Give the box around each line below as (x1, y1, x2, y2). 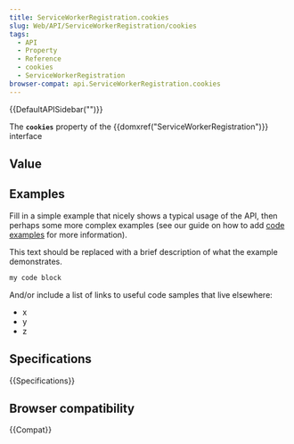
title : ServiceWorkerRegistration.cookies (9, 12, 169, 22)
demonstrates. (9, 256, 62, 267)
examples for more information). (9, 229, 127, 240)
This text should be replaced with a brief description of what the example (9, 246, 278, 257)
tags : (9, 29, 29, 38)
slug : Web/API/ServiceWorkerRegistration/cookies (9, 21, 198, 30)
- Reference (17, 54, 62, 63)
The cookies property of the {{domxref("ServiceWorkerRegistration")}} (9, 121, 269, 132)
